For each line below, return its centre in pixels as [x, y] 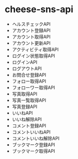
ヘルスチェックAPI [31, 24]
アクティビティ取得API [35, 49]
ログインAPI [25, 62]
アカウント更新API [31, 43]
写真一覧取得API [29, 100]
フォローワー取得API [33, 87]
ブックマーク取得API [33, 151]
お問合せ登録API [29, 75]
